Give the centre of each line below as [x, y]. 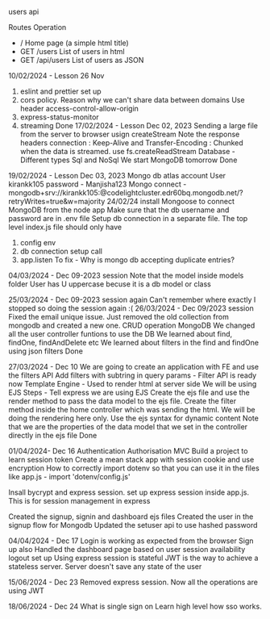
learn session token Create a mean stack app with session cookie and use [131, 460]
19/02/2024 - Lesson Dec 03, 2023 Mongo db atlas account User [117, 176]
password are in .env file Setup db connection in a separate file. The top [128, 218]
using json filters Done [46, 351]
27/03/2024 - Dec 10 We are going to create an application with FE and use [134, 367]
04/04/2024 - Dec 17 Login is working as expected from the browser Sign [131, 541]
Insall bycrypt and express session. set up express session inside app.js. [129, 492]
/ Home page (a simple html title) [74, 43]
